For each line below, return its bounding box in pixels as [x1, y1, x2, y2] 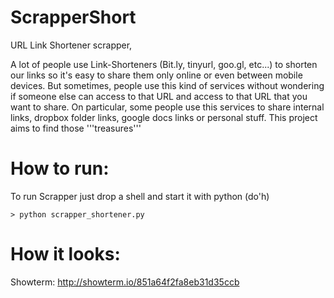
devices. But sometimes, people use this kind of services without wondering [10, 79, 325, 91]
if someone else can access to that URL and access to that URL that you [10, 90, 308, 102]
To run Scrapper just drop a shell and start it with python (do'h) [10, 190, 270, 202]
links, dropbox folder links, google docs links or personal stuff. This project [10, 111, 318, 123]
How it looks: [10, 243, 121, 266]
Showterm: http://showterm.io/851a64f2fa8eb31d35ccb [10, 276, 240, 288]
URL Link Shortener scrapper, [10, 39, 133, 51]
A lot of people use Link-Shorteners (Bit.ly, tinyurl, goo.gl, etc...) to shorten [10, 58, 318, 70]
